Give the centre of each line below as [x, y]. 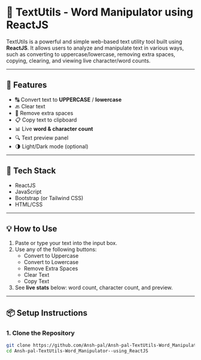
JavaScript [28, 192]
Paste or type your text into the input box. [66, 243]
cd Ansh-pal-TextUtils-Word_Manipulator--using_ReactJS [77, 351]
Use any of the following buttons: [56, 249]
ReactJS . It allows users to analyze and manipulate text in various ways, [95, 48]
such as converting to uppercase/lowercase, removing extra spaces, [91, 54]
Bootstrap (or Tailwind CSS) [49, 198]
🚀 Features [27, 85]
